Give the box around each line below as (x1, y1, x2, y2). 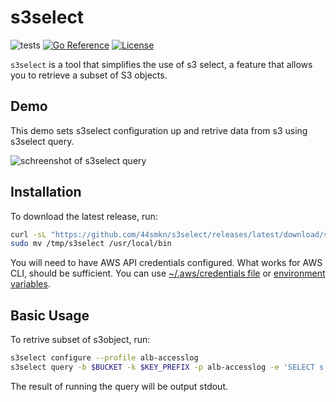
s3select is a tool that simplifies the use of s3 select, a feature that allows (10, 58, 313, 70)
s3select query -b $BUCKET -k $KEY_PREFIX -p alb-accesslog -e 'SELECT (10, 362, 315, 372)
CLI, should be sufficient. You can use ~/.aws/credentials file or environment (10, 267, 326, 280)
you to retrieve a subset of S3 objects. (10, 69, 168, 81)
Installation (10, 184, 82, 201)
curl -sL (10, 229, 47, 240)
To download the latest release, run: (10, 210, 158, 222)
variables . (10, 278, 51, 290)
